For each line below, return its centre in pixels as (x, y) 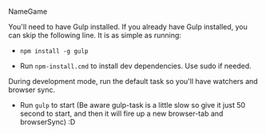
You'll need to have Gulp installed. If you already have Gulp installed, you (128, 27)
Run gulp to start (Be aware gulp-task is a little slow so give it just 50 (133, 105)
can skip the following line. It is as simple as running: (95, 35)
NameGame (28, 11)
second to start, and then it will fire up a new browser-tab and (121, 113)
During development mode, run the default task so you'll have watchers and (133, 81)
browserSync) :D (48, 122)
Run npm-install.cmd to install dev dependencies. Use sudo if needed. (135, 66)
